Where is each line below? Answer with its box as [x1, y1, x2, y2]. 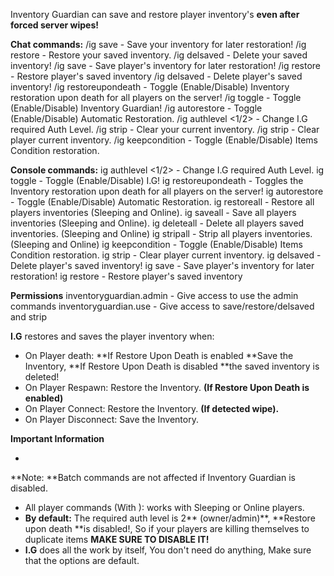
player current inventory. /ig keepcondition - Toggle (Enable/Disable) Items [10, 134, 318, 146]
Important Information [10, 433, 105, 444]
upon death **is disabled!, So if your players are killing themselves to [24, 523, 310, 534]
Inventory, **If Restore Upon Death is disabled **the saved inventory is [24, 360, 320, 372]
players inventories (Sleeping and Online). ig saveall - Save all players [10, 207, 297, 218]
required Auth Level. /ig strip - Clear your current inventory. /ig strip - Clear [10, 124, 320, 135]
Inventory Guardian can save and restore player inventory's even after [10, 9, 300, 20]
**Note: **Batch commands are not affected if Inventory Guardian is [10, 472, 296, 483]
